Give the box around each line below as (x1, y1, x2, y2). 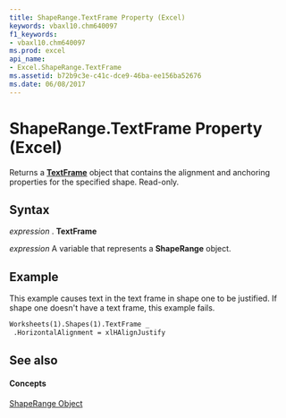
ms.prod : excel (9, 47, 66, 55)
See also (9, 353, 58, 368)
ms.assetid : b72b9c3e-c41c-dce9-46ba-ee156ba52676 (9, 72, 202, 81)
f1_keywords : (9, 30, 58, 38)
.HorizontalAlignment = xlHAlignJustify (13, 328, 166, 337)
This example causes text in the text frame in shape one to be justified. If (9, 293, 277, 304)
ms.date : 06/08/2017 (9, 80, 87, 89)
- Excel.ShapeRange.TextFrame (9, 64, 122, 73)
